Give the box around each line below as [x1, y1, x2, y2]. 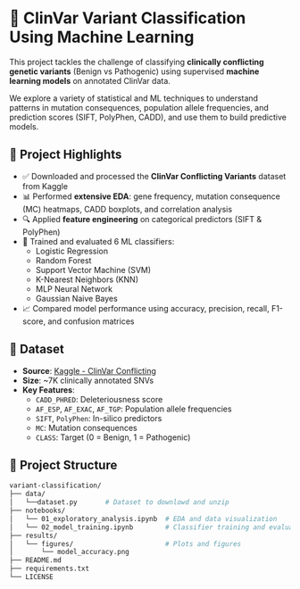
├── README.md [9, 556, 62, 565]
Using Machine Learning [9, 27, 195, 47]
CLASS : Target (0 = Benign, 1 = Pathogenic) [35, 432, 191, 443]
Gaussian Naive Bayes [35, 293, 118, 303]
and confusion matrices [47, 316, 135, 327]
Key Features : [21, 384, 75, 395]
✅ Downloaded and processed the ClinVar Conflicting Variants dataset [21, 170, 287, 181]
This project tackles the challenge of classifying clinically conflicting [9, 56, 265, 67]
